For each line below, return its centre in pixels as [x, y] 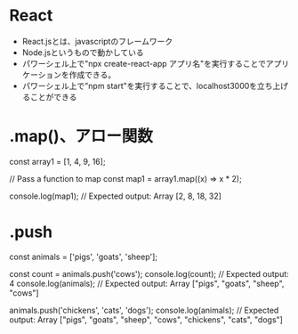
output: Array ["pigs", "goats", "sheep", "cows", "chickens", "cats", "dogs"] [146, 319]
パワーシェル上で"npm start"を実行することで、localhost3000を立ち [147, 86]
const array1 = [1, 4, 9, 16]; [57, 161]
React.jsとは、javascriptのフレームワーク [97, 41]
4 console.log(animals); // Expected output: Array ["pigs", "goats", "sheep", [147, 283]
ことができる [53, 97]
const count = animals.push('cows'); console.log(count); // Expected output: [149, 273]
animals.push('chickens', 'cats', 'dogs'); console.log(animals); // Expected [144, 310]
